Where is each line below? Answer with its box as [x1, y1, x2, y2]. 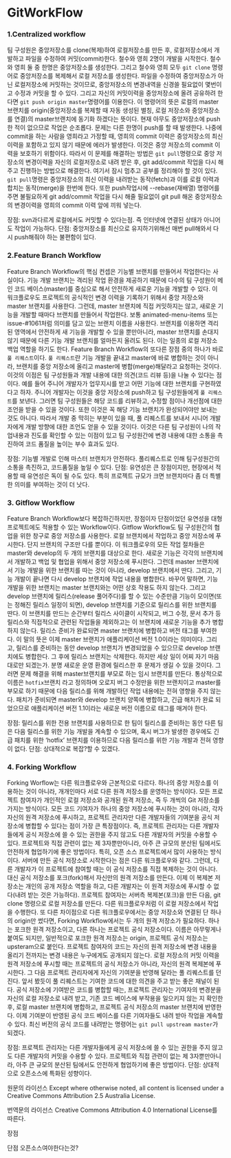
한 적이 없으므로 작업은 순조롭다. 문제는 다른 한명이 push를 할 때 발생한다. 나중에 [7, 123, 222, 132]
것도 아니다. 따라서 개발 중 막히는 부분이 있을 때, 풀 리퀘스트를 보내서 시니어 [7, 414, 208, 422]
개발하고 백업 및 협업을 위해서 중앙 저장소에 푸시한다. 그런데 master [14, 557, 195, 566]
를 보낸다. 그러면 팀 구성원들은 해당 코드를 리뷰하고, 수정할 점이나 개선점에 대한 [11, 397, 223, 405]
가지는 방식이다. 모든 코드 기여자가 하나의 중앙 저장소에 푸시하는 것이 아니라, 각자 [7, 805, 223, 813]
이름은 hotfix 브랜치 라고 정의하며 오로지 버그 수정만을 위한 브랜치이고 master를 [7, 678, 221, 687]
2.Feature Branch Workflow [7, 250, 102, 260]
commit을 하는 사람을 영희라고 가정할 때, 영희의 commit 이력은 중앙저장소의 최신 [7, 132, 223, 141]
